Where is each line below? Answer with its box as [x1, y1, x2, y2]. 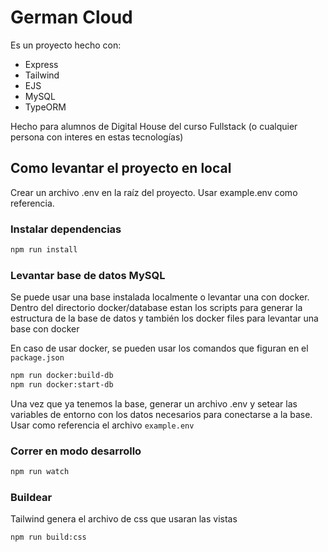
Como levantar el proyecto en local [10, 160, 232, 177]
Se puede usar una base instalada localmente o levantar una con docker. [10, 291, 310, 303]
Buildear [10, 491, 53, 505]
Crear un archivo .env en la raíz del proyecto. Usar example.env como [10, 186, 298, 198]
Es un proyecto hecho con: [10, 39, 122, 51]
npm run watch [10, 467, 70, 477]
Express [24, 58, 59, 70]
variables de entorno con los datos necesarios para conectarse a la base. [10, 408, 313, 420]
